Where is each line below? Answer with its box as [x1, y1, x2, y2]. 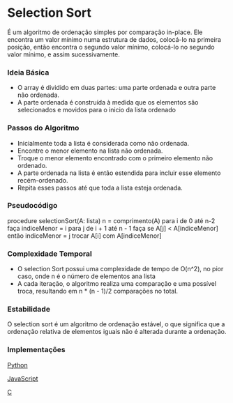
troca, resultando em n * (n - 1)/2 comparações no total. [17, 287, 179, 296]
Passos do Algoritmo [7, 123, 80, 133]
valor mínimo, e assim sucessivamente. [7, 50, 120, 59]
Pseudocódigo [7, 201, 58, 211]
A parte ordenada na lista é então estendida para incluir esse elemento [17, 169, 221, 177]
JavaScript [7, 374, 38, 383]
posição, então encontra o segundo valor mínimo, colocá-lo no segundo [7, 43, 215, 51]
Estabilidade [7, 305, 51, 314]
